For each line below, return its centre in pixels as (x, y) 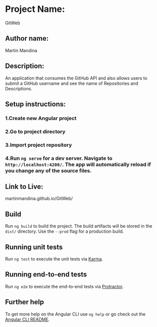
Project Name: (35, 9)
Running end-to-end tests (46, 275)
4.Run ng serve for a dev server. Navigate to (59, 158)
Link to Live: (24, 187)
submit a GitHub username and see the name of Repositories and (72, 83)
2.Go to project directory (35, 131)
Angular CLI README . (27, 319)
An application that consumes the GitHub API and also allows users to (76, 78)
